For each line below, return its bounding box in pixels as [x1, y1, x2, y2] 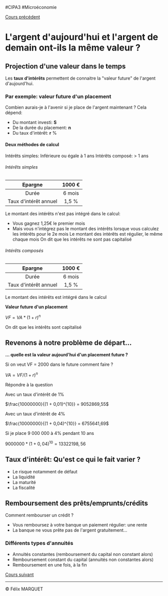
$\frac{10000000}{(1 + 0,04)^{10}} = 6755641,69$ [5, 420, 109, 427]
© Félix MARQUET [5, 585, 43, 592]
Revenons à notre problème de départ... [5, 338, 132, 347]
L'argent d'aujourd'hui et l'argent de [5, 32, 158, 43]
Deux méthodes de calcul [5, 141, 59, 147]
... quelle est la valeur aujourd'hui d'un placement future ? [5, 352, 128, 358]
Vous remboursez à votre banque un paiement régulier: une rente [12, 522, 147, 528]
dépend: [5, 110, 22, 116]
